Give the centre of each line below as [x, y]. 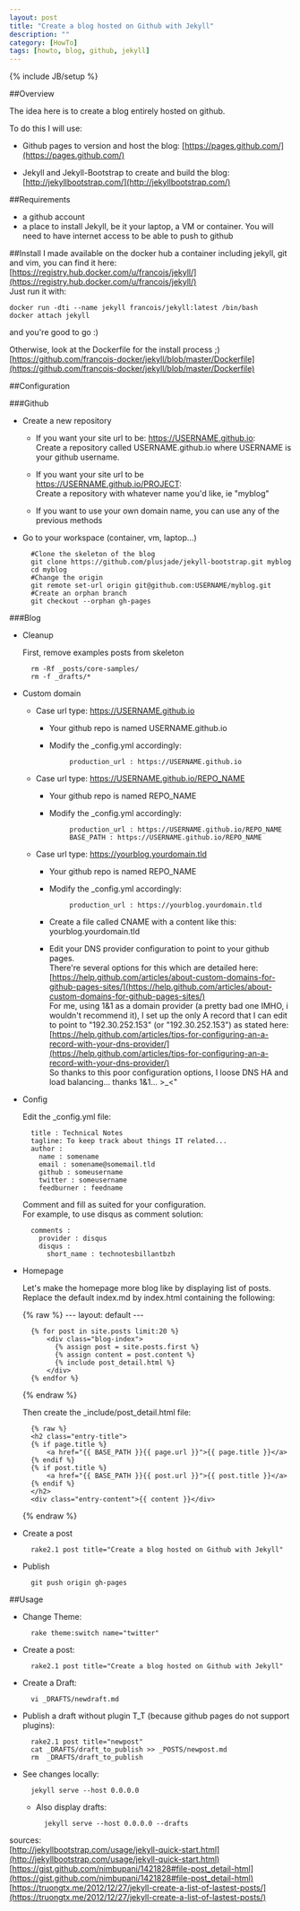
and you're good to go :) [54, 332]
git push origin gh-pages [79, 1583]
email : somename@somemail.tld [97, 1165]
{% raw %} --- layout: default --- [83, 1315]
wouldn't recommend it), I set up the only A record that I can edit [168, 1016]
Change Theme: [52, 1617]
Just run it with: [38, 291]
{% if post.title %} [69, 1468]
